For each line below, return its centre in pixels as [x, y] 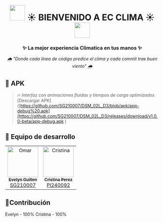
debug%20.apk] [33, 111]
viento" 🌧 [82, 66]
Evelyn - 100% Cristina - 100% [36, 214]
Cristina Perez [58, 180]
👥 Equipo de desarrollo [40, 137]
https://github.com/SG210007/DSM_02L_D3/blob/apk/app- [80, 106]
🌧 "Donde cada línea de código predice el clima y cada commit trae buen [82, 59]
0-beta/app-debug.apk [40, 121]
